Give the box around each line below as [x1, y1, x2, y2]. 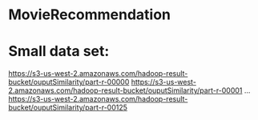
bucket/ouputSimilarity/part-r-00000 [8, 78, 130, 87]
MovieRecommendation [8, 6, 171, 24]
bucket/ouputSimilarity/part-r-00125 [8, 102, 128, 113]
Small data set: [8, 42, 110, 61]
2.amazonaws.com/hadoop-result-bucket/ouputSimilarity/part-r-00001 [8, 86, 243, 95]
